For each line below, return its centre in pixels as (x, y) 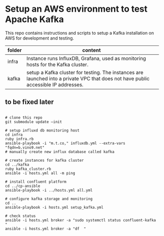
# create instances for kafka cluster (44, 160)
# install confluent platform (36, 182)
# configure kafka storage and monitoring (49, 199)
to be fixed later (30, 102)
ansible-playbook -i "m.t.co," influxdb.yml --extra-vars (65, 143)
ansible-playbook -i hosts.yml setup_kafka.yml (54, 207)
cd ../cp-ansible (23, 186)
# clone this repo (24, 118)
